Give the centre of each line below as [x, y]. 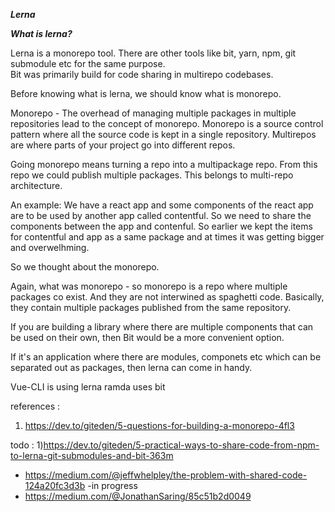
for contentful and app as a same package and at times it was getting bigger [167, 237]
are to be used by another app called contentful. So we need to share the [161, 215]
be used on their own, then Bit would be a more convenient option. [147, 337]
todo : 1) [27, 445]
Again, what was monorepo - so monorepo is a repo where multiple [149, 286]
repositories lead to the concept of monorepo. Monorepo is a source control [167, 123]
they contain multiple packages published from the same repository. [151, 307]
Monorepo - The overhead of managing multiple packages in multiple [153, 113]
